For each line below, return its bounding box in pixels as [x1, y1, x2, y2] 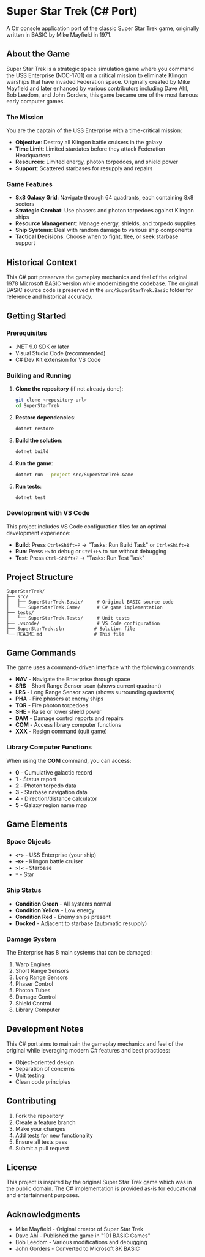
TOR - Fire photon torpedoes [15, 702, 89, 709]
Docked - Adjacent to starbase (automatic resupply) [15, 920, 147, 927]
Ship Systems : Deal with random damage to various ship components [15, 227, 192, 234]
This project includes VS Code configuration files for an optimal [6, 522, 166, 530]
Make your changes [15, 1125, 65, 1132]
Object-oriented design [15, 1058, 75, 1066]
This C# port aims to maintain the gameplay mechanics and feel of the [6, 1040, 184, 1048]
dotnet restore [15, 426, 54, 432]
